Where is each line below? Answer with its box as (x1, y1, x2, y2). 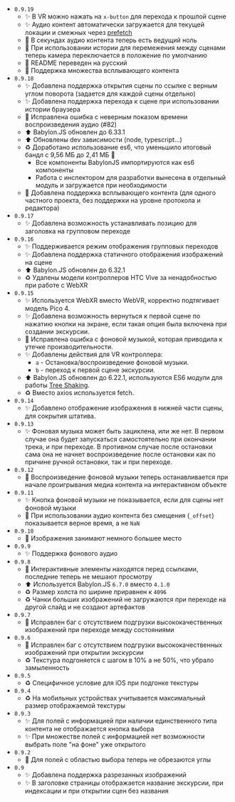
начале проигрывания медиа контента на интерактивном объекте (24, 481, 227, 488)
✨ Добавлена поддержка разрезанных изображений (24, 771, 187, 779)
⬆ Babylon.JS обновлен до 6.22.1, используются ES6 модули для (24, 374, 223, 381)
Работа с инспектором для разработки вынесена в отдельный (35, 174, 226, 181)
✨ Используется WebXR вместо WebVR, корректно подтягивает (24, 296, 219, 304)
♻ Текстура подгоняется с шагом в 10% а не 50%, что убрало (24, 656, 214, 664)
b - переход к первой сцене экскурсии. (35, 366, 155, 374)
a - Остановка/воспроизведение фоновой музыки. (35, 359, 189, 366)
